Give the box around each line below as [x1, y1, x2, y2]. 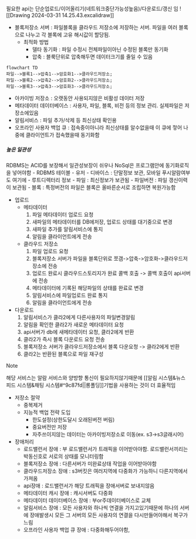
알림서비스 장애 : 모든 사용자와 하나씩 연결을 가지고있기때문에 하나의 [23, 504, 179, 511]
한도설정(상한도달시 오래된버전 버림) [32, 416, 115, 423]
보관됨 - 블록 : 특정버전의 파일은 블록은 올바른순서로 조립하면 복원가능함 [12, 184, 176, 191]
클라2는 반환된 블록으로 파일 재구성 [23, 350, 104, 357]
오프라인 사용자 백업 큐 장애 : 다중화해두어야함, [23, 526, 130, 533]
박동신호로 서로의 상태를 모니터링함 [23, 453, 104, 460]
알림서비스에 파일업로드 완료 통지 [32, 291, 108, 298]
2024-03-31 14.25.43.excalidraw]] [31, 12, 114, 19]
